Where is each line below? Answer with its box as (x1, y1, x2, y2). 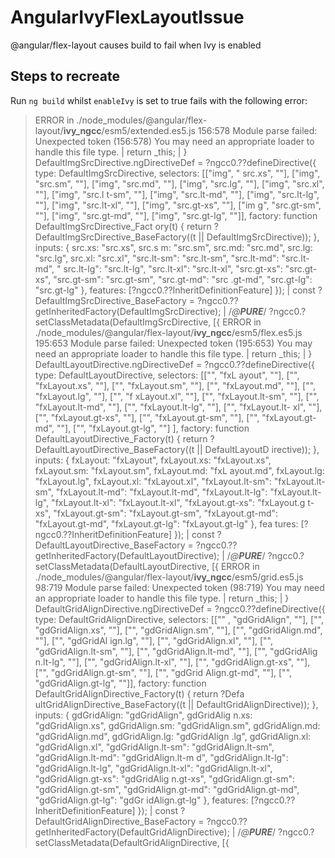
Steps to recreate (10, 68, 120, 85)
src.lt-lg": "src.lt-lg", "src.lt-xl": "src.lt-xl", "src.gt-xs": (63, 262, 283, 275)
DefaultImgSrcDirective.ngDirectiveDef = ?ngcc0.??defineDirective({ (34, 156, 317, 168)
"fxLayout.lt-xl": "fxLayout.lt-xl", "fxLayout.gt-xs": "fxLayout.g (51, 496, 306, 508)
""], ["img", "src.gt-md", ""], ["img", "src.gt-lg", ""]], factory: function (34, 209, 318, 221)
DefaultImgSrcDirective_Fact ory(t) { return (34, 220, 212, 232)
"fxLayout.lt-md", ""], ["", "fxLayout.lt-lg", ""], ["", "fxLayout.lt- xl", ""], (34, 401, 323, 413)
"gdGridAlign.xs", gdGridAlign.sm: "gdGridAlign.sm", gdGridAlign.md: (34, 719, 321, 731)
